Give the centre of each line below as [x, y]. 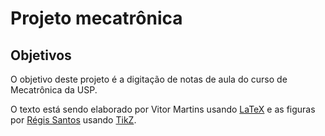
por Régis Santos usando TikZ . [73, 120]
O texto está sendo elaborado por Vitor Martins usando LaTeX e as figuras [163, 109]
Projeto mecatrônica [96, 18]
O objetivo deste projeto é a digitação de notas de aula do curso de [149, 79]
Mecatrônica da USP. [54, 90]
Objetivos [41, 55]
